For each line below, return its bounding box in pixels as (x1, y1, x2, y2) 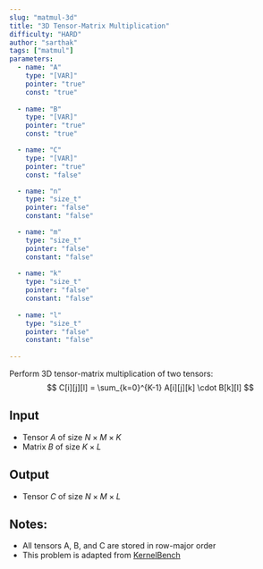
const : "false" (25, 171, 82, 180)
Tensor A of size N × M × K (21, 431, 122, 442)
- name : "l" (17, 310, 63, 320)
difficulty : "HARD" (9, 29, 82, 38)
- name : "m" (17, 228, 63, 237)
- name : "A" (17, 63, 63, 72)
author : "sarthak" (9, 38, 78, 47)
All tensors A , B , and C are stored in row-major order (21, 540, 216, 551)
